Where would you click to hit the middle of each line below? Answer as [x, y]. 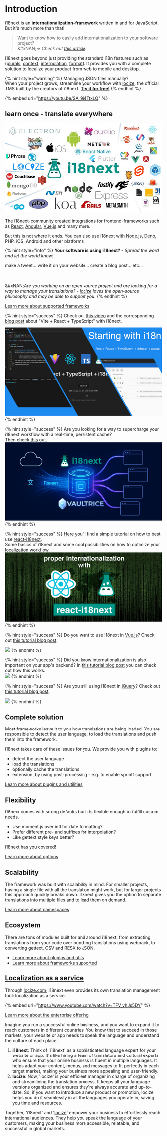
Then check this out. [26, 440]
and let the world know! [29, 256]
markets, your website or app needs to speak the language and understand [82, 1035]
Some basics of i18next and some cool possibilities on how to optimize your [83, 545]
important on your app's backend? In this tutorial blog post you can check [81, 665]
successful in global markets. [35, 1128]
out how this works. [25, 670]
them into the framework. [31, 739]
